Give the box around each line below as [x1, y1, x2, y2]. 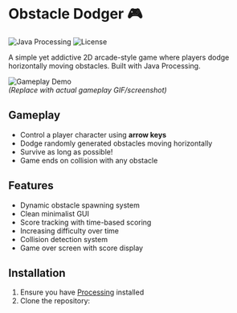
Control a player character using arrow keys [19, 130, 167, 139]
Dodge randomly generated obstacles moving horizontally [19, 138, 213, 148]
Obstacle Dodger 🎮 [8, 5, 143, 23]
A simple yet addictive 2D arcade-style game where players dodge [8, 52, 230, 62]
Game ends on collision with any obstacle [19, 155, 158, 165]
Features [8, 179, 54, 192]
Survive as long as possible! [19, 146, 113, 156]
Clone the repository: [19, 296, 91, 306]
